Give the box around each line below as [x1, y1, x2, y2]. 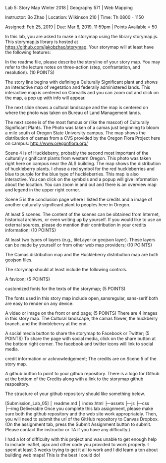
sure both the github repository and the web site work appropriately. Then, [5, 411, 158, 416]
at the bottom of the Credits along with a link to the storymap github [5, 376, 144, 382]
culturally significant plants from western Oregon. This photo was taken [5, 155, 151, 161]
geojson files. [5, 257, 33, 263]
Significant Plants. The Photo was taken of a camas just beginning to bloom [5, 124, 160, 130]
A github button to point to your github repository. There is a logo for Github [5, 371, 160, 376]
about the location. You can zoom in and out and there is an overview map [5, 181, 157, 187]
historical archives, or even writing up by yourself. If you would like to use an [5, 217, 162, 223]
